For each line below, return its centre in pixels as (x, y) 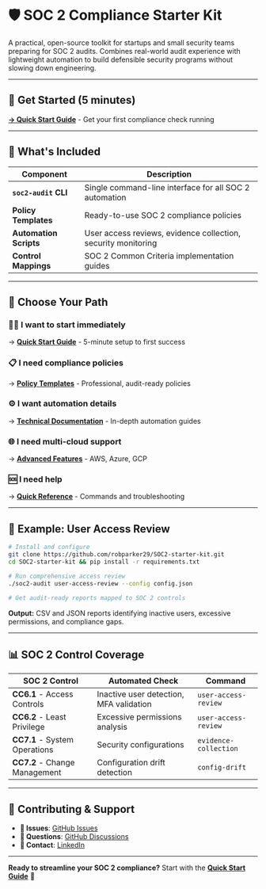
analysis (112, 727)
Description (169, 174)
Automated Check (143, 681)
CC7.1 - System (43, 740)
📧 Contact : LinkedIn (52, 845)
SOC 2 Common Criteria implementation (159, 256)
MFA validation (124, 704)
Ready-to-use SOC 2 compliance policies (163, 215)
